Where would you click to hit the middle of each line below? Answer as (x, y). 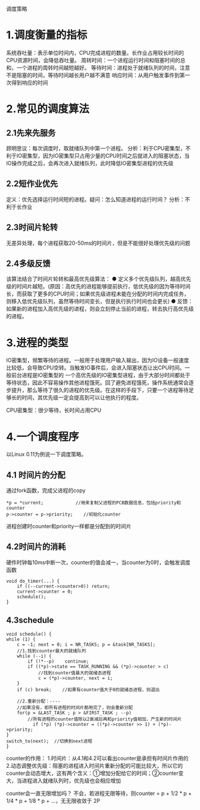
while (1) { (21, 639)
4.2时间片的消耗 (36, 547)
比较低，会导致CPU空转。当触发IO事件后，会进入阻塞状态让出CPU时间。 (96, 368)
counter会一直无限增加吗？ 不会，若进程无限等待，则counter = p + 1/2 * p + (99, 793)
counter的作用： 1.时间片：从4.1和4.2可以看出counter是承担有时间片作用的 (97, 758)
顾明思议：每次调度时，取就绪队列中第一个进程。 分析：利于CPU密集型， (96, 148)
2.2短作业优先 (32, 184)
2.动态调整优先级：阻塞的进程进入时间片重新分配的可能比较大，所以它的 (95, 765)
